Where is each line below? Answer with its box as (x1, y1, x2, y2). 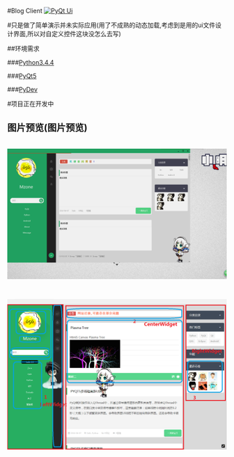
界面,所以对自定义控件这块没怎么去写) (13, 30, 122, 38)
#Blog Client (7, 7, 43, 15)
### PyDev (7, 86, 38, 93)
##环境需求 (7, 45, 40, 52)
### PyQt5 (7, 72, 37, 80)
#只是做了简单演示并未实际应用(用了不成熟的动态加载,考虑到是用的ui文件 (7, 21, 216, 29)
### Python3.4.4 (7, 58, 54, 66)
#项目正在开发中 (7, 99, 54, 108)
